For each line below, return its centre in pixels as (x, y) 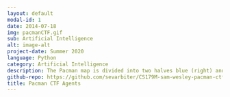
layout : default (30, 13)
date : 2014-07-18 (32, 26)
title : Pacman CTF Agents (44, 83)
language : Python (32, 58)
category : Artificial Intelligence (58, 64)
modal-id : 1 (24, 20)
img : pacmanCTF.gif (35, 32)
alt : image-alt (29, 45)
